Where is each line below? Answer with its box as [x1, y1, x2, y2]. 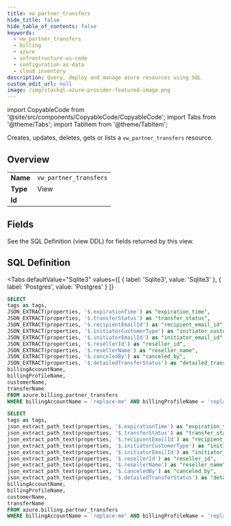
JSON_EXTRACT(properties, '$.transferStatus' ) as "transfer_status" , [7, 315, 211, 322]
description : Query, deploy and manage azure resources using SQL [7, 74, 201, 81]
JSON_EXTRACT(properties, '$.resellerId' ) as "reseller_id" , [7, 340, 186, 347]
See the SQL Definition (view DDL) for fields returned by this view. [7, 237, 194, 245]
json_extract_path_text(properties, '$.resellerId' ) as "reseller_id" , [7, 455, 217, 462]
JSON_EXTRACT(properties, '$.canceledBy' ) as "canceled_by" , [7, 353, 186, 360]
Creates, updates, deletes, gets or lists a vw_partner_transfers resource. [7, 133, 213, 142]
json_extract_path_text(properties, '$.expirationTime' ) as [7, 424, 184, 430]
